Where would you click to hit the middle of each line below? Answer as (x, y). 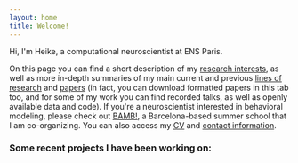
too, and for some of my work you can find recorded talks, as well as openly (149, 97)
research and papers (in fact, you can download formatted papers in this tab (149, 87)
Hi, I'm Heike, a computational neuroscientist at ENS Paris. (116, 51)
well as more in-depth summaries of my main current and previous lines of (145, 77)
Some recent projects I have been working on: (110, 148)
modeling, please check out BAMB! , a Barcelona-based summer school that (148, 116)
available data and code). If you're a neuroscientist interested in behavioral (146, 106)
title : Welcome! (39, 26)
